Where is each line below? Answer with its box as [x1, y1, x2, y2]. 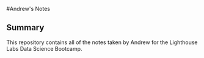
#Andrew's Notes [6, 5, 51, 12]
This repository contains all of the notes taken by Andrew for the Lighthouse [6, 39, 198, 46]
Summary [6, 22, 45, 33]
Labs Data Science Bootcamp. [6, 45, 82, 52]
